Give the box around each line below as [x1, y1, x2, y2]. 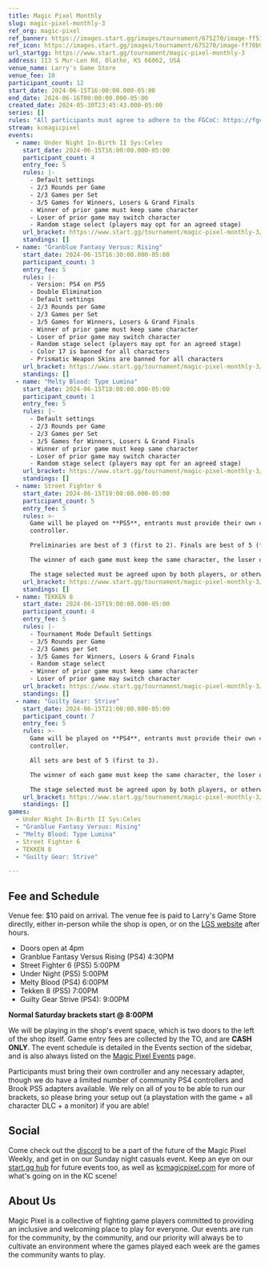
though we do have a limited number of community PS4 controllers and [8, 1075, 244, 1085]
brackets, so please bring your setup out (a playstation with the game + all [8, 1093, 254, 1102]
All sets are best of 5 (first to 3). [29, 756, 159, 764]
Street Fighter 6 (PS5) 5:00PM [19, 960, 120, 970]
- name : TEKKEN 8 [15, 593, 74, 601]
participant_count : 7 [22, 712, 94, 720]
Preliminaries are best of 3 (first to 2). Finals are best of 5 [29, 541, 252, 550]
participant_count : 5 [22, 497, 94, 505]
